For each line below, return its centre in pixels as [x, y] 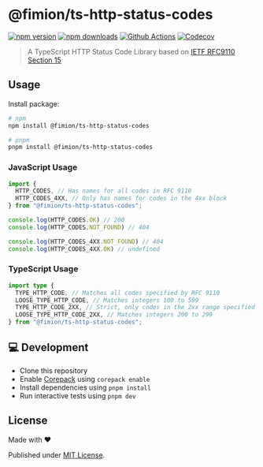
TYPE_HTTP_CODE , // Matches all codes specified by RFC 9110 [118, 293]
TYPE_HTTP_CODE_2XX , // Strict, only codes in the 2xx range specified [135, 308]
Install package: [34, 103]
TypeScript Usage [43, 269]
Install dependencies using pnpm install [85, 387]
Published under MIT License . [57, 454]
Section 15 [44, 60]
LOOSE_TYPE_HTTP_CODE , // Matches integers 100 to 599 [107, 300]
